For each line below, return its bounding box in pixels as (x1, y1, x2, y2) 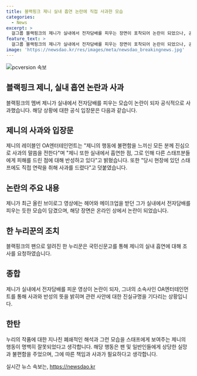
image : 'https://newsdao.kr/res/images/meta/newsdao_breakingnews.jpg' (6, 47, 185, 53)
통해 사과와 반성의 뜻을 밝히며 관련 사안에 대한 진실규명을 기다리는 (16, 293, 167, 300)
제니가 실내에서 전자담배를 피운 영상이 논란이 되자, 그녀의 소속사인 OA (6, 286, 165, 293)
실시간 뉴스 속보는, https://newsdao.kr (6, 362, 96, 370)
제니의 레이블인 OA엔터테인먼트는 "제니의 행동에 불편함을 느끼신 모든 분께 (6, 142, 174, 149)
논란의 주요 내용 (6, 183, 60, 193)
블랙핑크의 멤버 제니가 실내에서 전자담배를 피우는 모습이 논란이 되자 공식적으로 (6, 99, 185, 106)
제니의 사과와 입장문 (6, 125, 74, 135)
